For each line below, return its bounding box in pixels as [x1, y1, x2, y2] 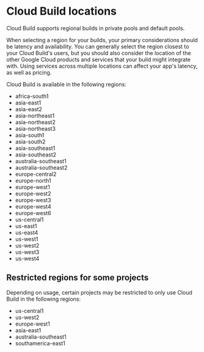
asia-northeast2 [15, 118, 56, 126]
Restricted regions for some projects [6, 273, 149, 283]
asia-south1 [15, 131, 45, 139]
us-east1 [15, 222, 37, 230]
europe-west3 [15, 196, 51, 204]
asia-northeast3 [15, 125, 56, 132]
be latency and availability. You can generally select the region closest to [6, 43, 189, 50]
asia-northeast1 [15, 112, 55, 119]
